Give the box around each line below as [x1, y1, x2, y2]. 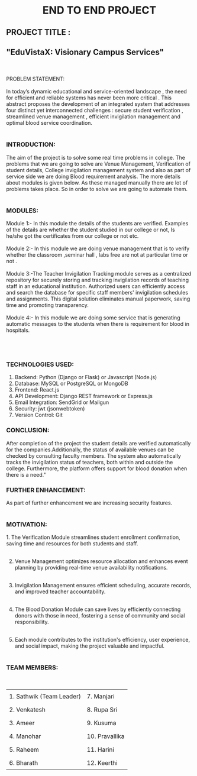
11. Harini [86, 746, 114, 754]
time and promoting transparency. [6, 301, 89, 308]
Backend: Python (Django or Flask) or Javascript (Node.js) [14, 374, 157, 381]
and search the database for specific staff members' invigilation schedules [6, 289, 188, 296]
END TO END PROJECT [42, 4, 157, 17]
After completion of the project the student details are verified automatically [6, 439, 191, 447]
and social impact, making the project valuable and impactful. [14, 642, 164, 649]
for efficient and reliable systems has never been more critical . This [6, 94, 172, 101]
